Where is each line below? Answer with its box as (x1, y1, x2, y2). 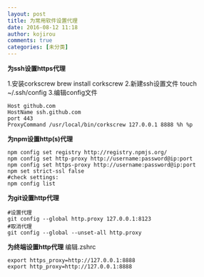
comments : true (7, 37, 53, 44)
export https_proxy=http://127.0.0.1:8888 (7, 257, 136, 264)
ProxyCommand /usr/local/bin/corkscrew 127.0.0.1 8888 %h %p (7, 121, 193, 129)
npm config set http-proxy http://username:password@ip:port (7, 155, 193, 162)
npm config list (7, 180, 56, 187)
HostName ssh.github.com (7, 109, 81, 116)
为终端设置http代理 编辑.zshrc (7, 243, 96, 251)
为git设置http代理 (7, 193, 59, 202)
